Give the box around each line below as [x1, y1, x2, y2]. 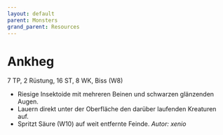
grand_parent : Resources [7, 23, 80, 30]
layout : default [7, 10, 55, 17]
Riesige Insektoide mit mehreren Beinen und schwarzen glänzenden [17, 90, 215, 99]
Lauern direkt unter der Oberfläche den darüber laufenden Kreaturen [17, 105, 217, 113]
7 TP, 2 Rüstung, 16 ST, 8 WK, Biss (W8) [7, 76, 123, 85]
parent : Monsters [7, 17, 58, 24]
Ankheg [7, 53, 55, 69]
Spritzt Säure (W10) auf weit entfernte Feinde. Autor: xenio [17, 120, 187, 128]
